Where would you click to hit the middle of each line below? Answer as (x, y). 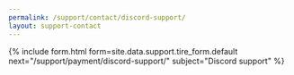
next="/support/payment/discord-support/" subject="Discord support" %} (147, 61)
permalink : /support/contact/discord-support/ (97, 17)
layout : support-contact (55, 26)
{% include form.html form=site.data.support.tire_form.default (123, 51)
